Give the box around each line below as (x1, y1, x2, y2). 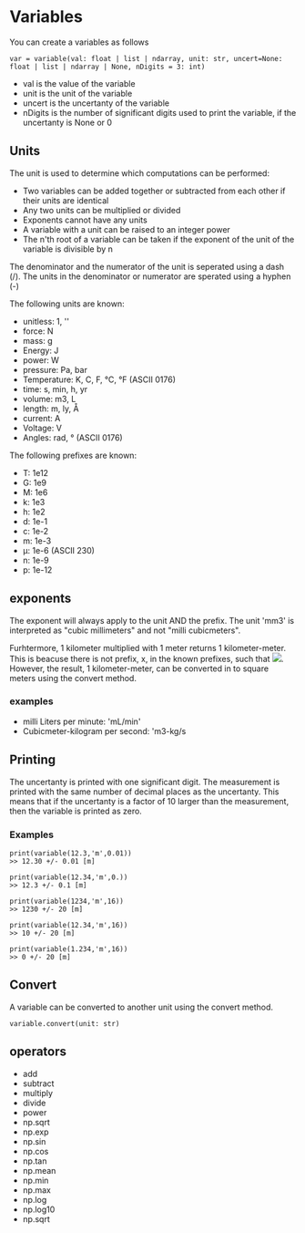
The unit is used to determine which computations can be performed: (9, 167, 270, 179)
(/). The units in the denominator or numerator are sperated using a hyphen (9, 271, 291, 282)
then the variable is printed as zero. (9, 805, 143, 816)
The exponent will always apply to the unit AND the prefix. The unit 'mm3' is (9, 615, 295, 626)
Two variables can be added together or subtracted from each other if (22, 185, 286, 196)
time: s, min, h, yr (22, 383, 88, 394)
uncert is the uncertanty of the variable (22, 98, 170, 109)
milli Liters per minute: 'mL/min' (22, 716, 141, 727)
